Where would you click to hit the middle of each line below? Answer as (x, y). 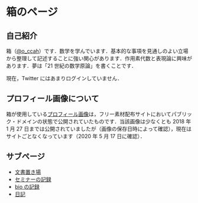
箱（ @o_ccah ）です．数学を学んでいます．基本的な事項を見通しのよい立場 (97, 51)
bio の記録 (27, 186)
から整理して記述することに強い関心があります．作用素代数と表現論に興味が (99, 58)
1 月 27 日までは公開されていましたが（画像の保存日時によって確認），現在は (99, 129)
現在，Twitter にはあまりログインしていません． (64, 78)
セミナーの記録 (33, 179)
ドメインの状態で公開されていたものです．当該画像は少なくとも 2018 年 (104, 121)
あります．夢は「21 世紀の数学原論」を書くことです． (72, 66)
